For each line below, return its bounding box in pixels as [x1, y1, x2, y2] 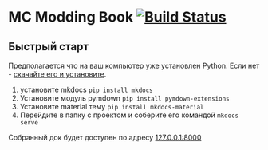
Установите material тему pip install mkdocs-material [19, 102, 204, 111]
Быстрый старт [8, 40, 89, 53]
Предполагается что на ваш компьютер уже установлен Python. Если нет [8, 61, 260, 70]
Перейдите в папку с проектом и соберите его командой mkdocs [19, 110, 239, 120]
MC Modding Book [8, 8, 134, 26]
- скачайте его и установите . [8, 69, 107, 79]
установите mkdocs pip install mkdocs [19, 85, 153, 94]
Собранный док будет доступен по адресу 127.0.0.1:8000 [8, 132, 202, 142]
